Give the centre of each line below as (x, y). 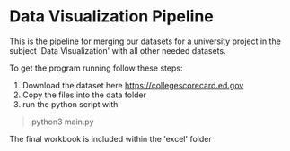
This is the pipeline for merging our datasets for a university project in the (145, 41)
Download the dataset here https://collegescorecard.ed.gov (133, 85)
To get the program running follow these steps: (96, 68)
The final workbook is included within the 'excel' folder (111, 138)
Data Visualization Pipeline (111, 17)
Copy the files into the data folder (84, 95)
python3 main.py (62, 122)
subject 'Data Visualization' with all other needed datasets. (118, 50)
